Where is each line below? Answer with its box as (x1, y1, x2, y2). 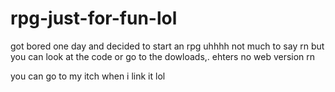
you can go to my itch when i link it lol (10, 70, 166, 82)
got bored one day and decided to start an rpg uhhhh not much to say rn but (10, 40, 325, 52)
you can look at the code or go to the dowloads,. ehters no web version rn (10, 50, 316, 62)
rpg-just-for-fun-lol (10, 7, 178, 30)
